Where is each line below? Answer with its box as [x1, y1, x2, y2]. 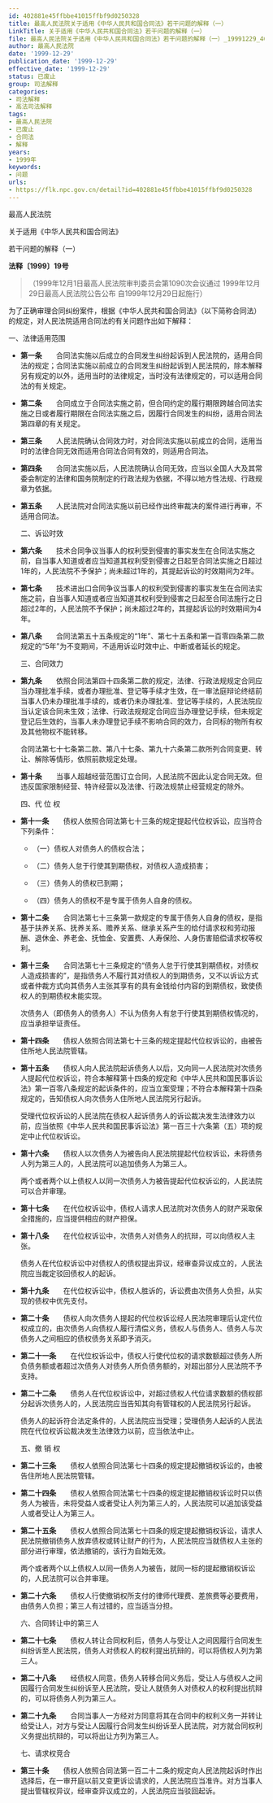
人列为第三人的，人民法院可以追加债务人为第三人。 [19, 1158, 192, 1168]
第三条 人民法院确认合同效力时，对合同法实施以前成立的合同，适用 [19, 436, 256, 446]
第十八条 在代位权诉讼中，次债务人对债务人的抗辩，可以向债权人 [19, 1230, 249, 1240]
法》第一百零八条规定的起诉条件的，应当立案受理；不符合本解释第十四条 [19, 1083, 262, 1093]
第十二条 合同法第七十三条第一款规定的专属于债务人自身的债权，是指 [19, 912, 262, 922]
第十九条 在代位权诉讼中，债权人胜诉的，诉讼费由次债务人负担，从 [19, 1286, 256, 1296]
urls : [8, 178, 27, 187]
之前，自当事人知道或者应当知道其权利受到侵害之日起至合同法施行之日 [27, 593, 262, 603]
